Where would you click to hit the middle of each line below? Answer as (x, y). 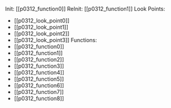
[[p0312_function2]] (39, 59)
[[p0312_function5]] (39, 79)
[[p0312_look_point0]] (42, 20)
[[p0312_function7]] (39, 92)
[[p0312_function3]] (39, 66)
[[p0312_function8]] (39, 98)
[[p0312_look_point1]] (41, 27)
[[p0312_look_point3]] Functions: (56, 40)
